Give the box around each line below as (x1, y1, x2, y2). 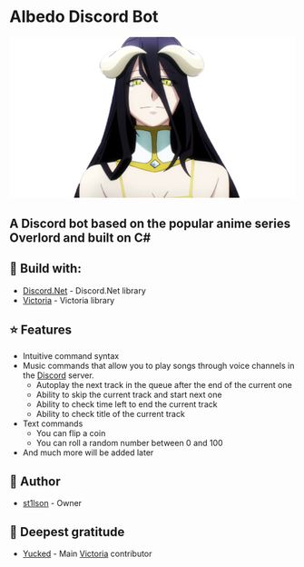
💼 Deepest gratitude (9, 524, 125, 540)
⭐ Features (9, 323, 73, 338)
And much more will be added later (22, 447, 154, 458)
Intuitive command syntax (22, 351, 120, 362)
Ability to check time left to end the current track (35, 399, 218, 410)
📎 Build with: (9, 261, 82, 276)
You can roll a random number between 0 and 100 (35, 438, 224, 449)
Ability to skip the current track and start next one (35, 389, 222, 401)
